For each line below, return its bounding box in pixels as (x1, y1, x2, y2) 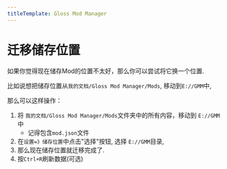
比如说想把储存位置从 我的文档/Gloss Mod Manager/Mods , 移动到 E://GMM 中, (7, 81, 212, 90)
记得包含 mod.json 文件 (27, 128, 90, 136)
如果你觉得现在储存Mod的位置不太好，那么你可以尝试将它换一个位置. (7, 67, 205, 75)
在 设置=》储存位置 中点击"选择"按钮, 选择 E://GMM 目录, (17, 137, 165, 145)
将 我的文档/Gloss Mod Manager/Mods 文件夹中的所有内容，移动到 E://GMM (17, 111, 221, 119)
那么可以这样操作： (7, 96, 62, 104)
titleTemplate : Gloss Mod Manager (7, 10, 108, 17)
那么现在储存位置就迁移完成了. (17, 145, 105, 154)
